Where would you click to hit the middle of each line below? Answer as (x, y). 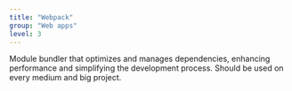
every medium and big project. (65, 78)
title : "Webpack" (41, 17)
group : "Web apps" (43, 26)
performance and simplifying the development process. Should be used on (146, 68)
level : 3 (25, 34)
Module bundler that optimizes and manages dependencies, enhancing (140, 59)
